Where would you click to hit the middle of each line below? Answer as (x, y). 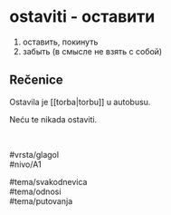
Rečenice (36, 80)
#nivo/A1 (26, 164)
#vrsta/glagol (34, 154)
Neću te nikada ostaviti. (53, 119)
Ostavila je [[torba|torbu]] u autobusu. (80, 102)
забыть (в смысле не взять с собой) (92, 51)
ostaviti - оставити (82, 17)
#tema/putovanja (41, 200)
